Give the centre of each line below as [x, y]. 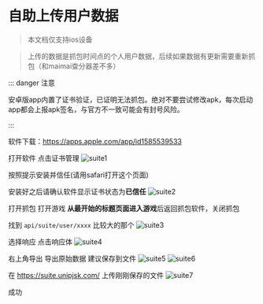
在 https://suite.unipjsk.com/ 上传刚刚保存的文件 [86, 275]
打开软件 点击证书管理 [44, 158]
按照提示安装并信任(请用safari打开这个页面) [79, 175]
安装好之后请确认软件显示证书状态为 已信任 [77, 191]
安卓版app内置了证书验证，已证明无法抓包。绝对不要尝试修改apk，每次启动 [131, 99]
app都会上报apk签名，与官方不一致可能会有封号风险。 [96, 109]
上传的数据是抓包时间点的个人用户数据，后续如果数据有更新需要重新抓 [141, 56]
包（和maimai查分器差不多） [74, 66]
